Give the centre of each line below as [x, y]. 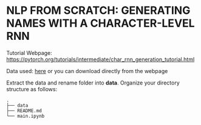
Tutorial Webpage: [29, 53]
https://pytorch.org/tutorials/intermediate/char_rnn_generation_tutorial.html [101, 59]
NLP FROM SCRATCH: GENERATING [98, 11]
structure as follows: [32, 89]
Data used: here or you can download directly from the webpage [87, 71]
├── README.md [24, 111]
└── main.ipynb [26, 116]
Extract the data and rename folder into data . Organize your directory [93, 83]
